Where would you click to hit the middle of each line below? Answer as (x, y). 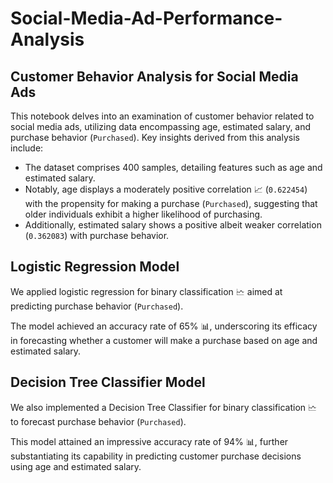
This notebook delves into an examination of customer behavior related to (162, 116)
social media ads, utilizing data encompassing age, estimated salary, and (161, 126)
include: (27, 148)
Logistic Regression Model (95, 267)
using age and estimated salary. (76, 466)
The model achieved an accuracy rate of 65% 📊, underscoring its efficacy (164, 326)
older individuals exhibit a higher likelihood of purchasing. (143, 214)
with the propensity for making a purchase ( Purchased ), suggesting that (171, 203)
